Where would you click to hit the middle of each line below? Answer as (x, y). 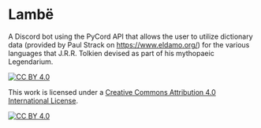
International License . (43, 100)
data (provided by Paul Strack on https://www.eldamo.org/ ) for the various (129, 44)
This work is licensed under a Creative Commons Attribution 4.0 (112, 92)
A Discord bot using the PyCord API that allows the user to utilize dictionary (131, 36)
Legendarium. (31, 62)
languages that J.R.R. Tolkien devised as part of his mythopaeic (111, 53)
